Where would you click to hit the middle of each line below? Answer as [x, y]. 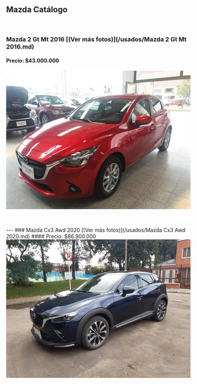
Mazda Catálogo [37, 10]
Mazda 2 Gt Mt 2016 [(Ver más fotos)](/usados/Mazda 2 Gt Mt [96, 39]
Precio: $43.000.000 [33, 61]
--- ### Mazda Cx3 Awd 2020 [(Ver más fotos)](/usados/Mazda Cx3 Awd [96, 230]
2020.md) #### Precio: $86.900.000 [51, 236]
